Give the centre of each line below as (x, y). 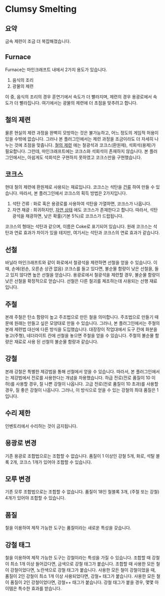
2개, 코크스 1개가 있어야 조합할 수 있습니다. (51, 462)
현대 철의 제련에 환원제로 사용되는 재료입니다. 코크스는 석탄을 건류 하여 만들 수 (80, 187)
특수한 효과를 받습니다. (40, 588)
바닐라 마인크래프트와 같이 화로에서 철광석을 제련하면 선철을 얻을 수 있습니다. (79, 263)
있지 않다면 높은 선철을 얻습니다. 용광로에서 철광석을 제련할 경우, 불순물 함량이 (85, 275)
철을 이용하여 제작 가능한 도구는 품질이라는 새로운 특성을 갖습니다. (68, 528)
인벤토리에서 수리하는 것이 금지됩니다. (41, 426)
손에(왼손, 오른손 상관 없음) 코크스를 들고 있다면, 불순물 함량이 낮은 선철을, (82, 269)
